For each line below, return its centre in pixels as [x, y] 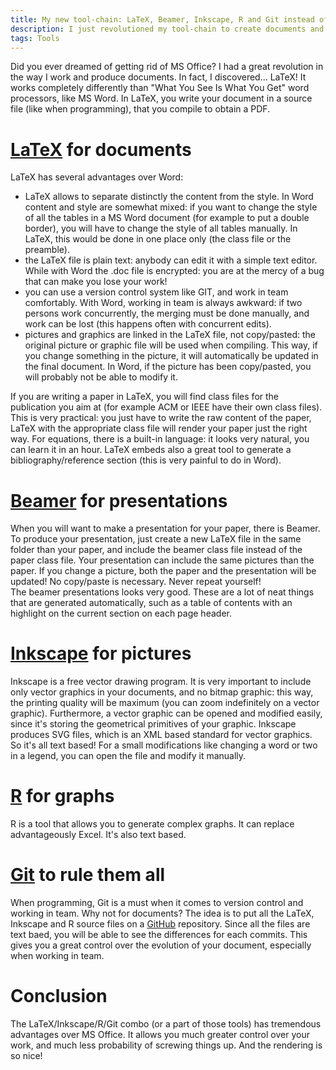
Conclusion [59, 996]
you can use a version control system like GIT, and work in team [156, 292]
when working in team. [57, 956]
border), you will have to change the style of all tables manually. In [161, 228]
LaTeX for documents [101, 149]
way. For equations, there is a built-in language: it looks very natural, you [160, 439]
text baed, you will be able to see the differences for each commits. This [159, 935]
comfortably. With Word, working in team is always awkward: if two [163, 303]
